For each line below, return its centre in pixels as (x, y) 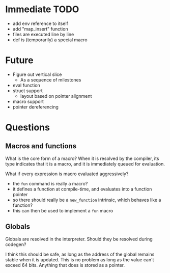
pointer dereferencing (35, 107)
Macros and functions (41, 146)
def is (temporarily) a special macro (50, 40)
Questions (27, 128)
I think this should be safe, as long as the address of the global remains (80, 254)
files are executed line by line (43, 34)
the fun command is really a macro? (50, 183)
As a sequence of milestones (51, 79)
